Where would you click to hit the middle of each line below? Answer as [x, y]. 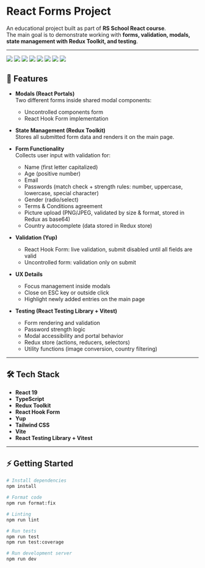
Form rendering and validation [62, 323]
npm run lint [23, 520]
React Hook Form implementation [66, 118]
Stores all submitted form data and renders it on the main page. [95, 136]
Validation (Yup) [36, 237]
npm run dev [21, 559]
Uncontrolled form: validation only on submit [80, 262]
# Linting [19, 514]
